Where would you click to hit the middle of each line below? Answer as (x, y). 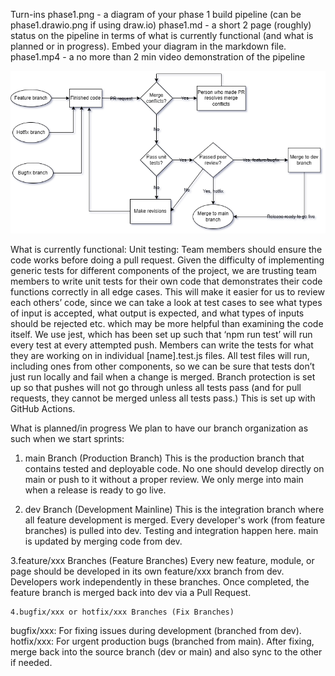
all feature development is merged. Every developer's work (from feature (175, 520)
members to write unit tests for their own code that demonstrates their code (166, 281)
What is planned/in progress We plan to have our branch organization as (159, 428)
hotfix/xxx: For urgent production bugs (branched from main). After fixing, (162, 641)
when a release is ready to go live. (95, 490)
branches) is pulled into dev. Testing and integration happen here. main (171, 531)
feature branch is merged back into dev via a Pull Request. (131, 593)
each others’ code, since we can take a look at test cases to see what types (166, 303)
